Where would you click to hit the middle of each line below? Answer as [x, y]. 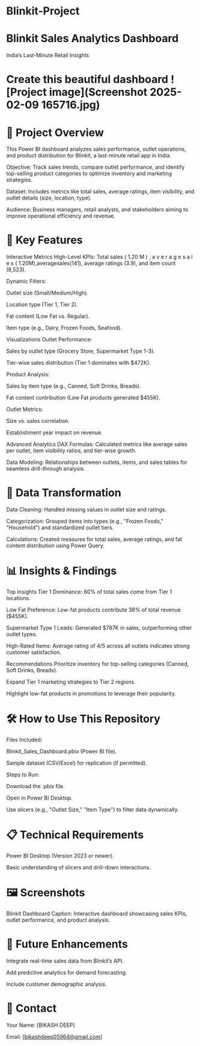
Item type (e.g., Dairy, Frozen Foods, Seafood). [64, 328]
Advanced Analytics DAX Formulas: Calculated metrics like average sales [97, 444]
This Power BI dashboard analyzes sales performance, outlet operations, [96, 149]
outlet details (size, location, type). [49, 198]
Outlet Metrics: [25, 409]
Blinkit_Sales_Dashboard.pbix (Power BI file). [62, 751]
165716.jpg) [71, 105]
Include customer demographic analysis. [56, 984]
